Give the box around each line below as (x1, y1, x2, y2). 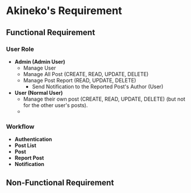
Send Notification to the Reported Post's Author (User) (32, 83, 164, 90)
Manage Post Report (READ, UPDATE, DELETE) (23, 77, 136, 84)
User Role (6, 45, 34, 53)
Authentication (14, 136, 53, 143)
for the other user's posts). (23, 101, 88, 109)
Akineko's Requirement (6, 4, 123, 18)
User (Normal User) (14, 89, 63, 96)
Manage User (23, 64, 57, 71)
